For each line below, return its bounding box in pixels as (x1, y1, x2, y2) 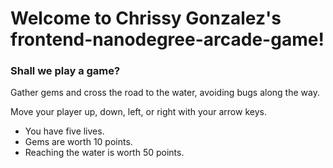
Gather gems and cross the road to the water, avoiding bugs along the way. (10, 87, 320, 99)
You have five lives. (24, 125, 105, 137)
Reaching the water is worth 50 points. (24, 147, 185, 159)
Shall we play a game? (10, 64, 121, 78)
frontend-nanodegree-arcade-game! (10, 28, 325, 51)
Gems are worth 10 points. (24, 136, 133, 148)
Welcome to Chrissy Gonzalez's (10, 7, 282, 30)
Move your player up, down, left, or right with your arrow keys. (10, 106, 267, 118)
